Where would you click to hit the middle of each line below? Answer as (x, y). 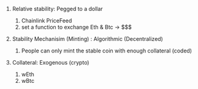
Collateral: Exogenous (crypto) (51, 62)
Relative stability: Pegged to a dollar (57, 9)
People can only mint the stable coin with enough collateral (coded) (106, 51)
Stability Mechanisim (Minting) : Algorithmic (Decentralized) (88, 39)
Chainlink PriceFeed (47, 20)
